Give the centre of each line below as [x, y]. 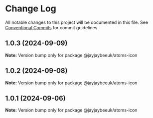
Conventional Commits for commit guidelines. [52, 27]
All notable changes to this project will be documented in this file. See [77, 22]
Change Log [31, 9]
